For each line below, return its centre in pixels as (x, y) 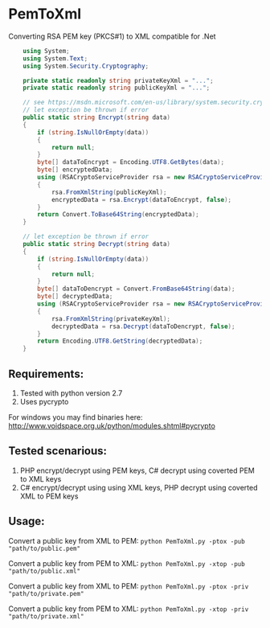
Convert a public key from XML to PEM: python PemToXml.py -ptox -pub (127, 540)
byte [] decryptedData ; (75, 297)
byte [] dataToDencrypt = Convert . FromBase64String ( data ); (136, 289)
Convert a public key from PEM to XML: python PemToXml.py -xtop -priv (129, 609)
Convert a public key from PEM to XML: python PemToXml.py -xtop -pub (127, 563)
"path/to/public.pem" (45, 548)
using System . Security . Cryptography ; (86, 66)
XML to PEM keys (49, 496)
